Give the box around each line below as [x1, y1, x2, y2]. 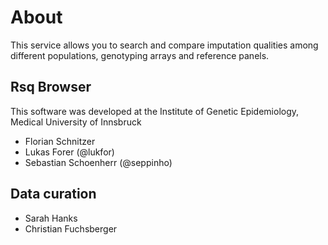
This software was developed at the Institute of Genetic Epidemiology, [10, 105, 300, 117]
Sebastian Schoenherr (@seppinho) [24, 156, 173, 168]
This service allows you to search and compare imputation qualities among [10, 39, 319, 51]
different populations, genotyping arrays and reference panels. [10, 49, 270, 61]
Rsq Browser [10, 79, 92, 96]
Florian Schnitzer [24, 135, 96, 147]
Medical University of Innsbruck [10, 116, 142, 128]
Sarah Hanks [24, 212, 78, 224]
